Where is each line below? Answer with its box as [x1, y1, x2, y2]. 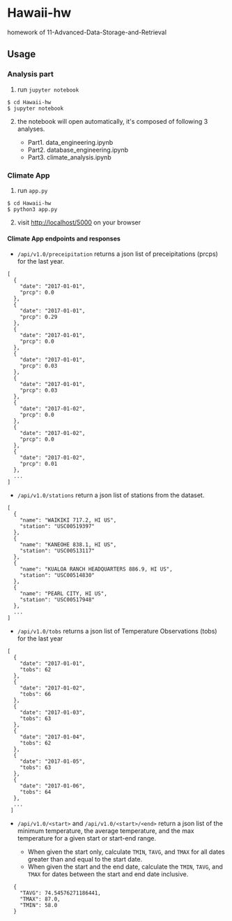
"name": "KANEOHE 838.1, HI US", [20, 541, 117, 548]
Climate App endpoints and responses [7, 234, 121, 243]
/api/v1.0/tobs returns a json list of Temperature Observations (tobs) [17, 627, 217, 636]
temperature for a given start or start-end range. [17, 834, 157, 843]
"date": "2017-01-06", [20, 783, 86, 790]
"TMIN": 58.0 [20, 902, 58, 909]
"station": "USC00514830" [20, 572, 95, 579]
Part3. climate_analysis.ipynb [27, 152, 111, 162]
